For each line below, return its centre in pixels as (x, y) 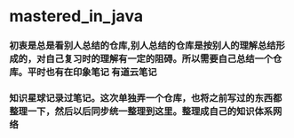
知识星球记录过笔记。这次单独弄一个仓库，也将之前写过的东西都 (146, 98)
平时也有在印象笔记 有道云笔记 (92, 73)
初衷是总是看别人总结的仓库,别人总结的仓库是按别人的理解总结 (143, 46)
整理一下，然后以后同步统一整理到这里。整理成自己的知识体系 (141, 111)
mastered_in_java (76, 16)
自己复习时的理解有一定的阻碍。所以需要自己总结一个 (159, 59)
